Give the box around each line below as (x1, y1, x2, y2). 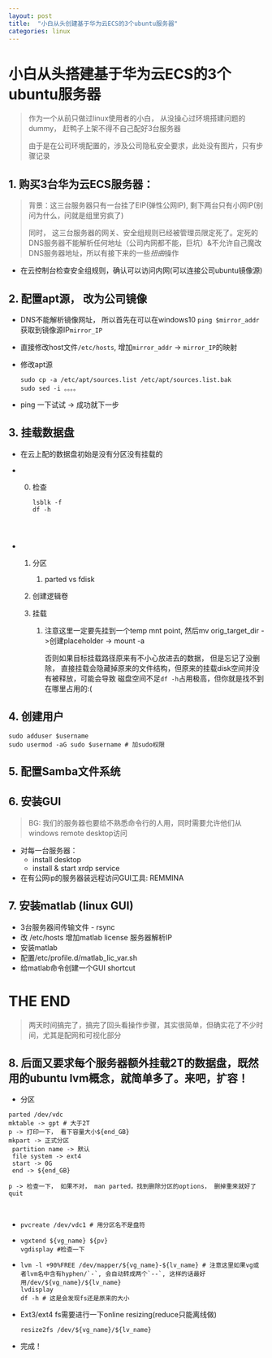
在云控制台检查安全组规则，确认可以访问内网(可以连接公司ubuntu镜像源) (19, 265, 263, 275)
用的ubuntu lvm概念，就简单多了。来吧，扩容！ (8, 1071, 249, 1085)
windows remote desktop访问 (28, 828, 128, 838)
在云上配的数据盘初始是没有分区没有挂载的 (19, 449, 163, 458)
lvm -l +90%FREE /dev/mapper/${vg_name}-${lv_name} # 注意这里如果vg (19, 1261, 253, 1270)
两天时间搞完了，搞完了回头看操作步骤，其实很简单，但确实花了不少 (28, 1019, 257, 1030)
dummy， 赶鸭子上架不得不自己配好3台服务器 (28, 124, 181, 134)
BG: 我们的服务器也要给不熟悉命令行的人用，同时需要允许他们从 (28, 817, 242, 827)
